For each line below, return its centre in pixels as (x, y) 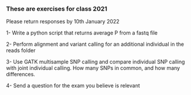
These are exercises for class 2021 (57, 9)
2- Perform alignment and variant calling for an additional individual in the (95, 44)
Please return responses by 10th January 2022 (63, 22)
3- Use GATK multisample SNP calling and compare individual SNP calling (95, 62)
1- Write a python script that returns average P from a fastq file (82, 33)
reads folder (21, 50)
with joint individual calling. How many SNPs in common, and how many (93, 68)
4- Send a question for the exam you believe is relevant (73, 86)
